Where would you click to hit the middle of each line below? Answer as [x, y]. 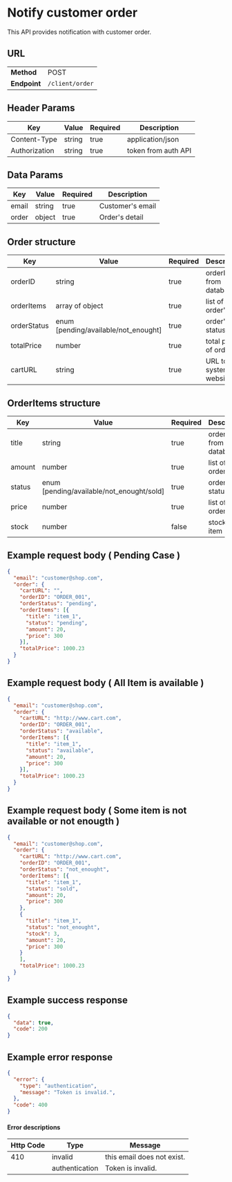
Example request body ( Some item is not [97, 811]
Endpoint [26, 83]
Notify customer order [72, 13]
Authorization [32, 150]
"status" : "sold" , [52, 889]
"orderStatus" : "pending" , [58, 604]
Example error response [60, 1057]
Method [24, 72]
